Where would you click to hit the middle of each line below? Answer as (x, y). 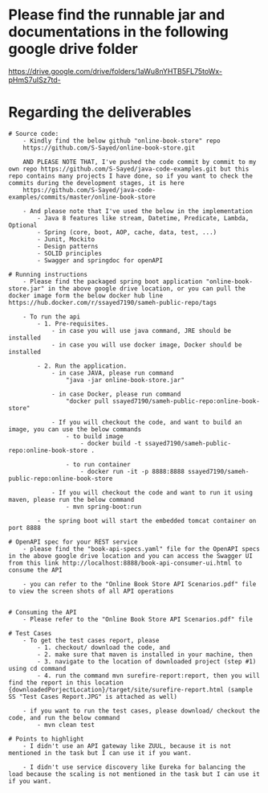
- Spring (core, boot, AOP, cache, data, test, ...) (127, 232)
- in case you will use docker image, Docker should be (146, 345)
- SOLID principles (70, 253)
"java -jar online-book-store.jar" (125, 380)
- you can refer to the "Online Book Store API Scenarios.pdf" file (140, 584)
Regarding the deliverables (100, 112)
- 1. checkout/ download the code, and (104, 647)
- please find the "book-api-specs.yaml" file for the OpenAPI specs (142, 549)
